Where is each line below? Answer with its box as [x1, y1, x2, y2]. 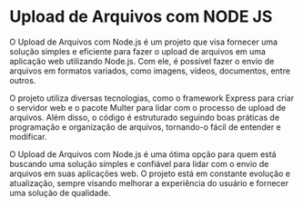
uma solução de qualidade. [9, 187, 111, 198]
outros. [9, 74, 36, 85]
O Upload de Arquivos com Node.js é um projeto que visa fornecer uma [9, 36, 278, 47]
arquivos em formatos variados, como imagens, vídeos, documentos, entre [9, 65, 291, 76]
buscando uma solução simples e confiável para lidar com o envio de [9, 158, 269, 169]
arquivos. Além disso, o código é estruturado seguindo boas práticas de [9, 112, 280, 123]
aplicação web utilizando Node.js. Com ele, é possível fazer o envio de [9, 55, 275, 66]
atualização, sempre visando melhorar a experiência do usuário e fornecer [9, 177, 289, 188]
